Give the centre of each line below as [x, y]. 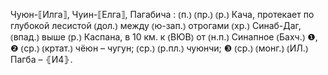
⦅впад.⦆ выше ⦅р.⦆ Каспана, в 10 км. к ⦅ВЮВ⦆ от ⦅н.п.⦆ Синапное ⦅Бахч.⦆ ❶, [164, 37]
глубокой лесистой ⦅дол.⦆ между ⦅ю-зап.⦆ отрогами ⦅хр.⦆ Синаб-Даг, [156, 25]
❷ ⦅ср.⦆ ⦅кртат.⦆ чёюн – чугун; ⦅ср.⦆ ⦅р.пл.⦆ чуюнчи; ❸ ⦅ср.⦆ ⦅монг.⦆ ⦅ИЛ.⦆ [159, 48]
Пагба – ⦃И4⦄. [41, 59]
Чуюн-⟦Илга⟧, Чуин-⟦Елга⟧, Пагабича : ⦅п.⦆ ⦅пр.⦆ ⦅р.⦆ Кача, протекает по [162, 14]
